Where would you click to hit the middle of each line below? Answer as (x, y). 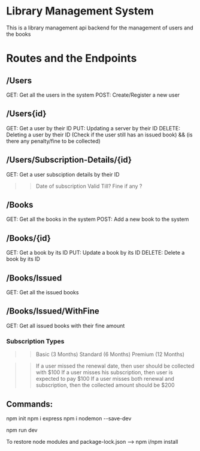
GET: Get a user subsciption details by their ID (63, 174)
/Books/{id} (28, 238)
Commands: (30, 404)
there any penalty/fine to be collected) (53, 141)
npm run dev (22, 430)
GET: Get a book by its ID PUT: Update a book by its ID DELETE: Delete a (96, 253)
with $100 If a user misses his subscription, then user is (104, 372)
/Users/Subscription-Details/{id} (69, 160)
